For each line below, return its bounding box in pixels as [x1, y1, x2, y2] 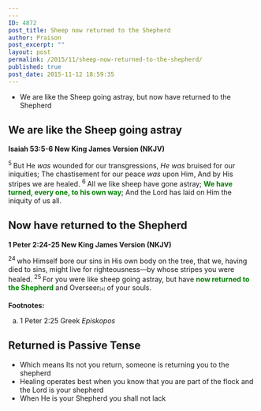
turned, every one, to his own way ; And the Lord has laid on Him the [8, 187, 233, 197]
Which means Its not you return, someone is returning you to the [19, 360, 230, 369]
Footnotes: [8, 300, 45, 310]
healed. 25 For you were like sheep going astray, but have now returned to [8, 273, 250, 284]
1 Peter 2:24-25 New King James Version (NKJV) [8, 239, 172, 249]
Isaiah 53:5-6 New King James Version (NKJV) [8, 144, 166, 154]
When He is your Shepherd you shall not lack [19, 393, 166, 403]
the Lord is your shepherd [19, 385, 104, 394]
